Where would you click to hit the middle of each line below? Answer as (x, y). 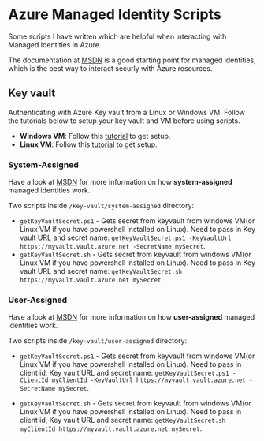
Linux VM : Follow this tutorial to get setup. (88, 144)
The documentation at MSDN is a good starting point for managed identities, (132, 60)
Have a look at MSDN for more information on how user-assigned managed (132, 317)
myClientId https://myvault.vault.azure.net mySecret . (111, 428)
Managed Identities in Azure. (55, 44)
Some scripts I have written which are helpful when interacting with (117, 36)
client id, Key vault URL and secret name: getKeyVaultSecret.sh (123, 420)
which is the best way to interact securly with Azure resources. (110, 68)
